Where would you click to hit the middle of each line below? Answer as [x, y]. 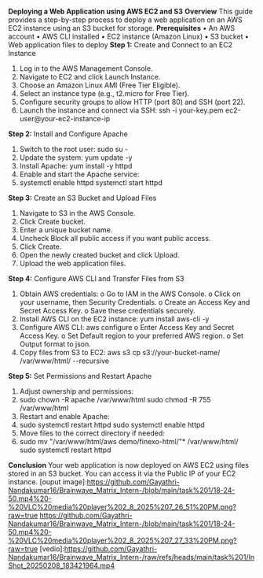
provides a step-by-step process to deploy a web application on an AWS [126, 20]
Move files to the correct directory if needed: [92, 433]
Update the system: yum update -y [76, 157]
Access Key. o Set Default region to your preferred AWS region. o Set [131, 335]
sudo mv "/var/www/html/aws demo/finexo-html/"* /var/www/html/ [129, 441]
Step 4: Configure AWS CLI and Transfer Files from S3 [96, 278]
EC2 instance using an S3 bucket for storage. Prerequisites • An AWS [122, 28]
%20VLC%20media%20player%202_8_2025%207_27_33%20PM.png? [122, 540]
